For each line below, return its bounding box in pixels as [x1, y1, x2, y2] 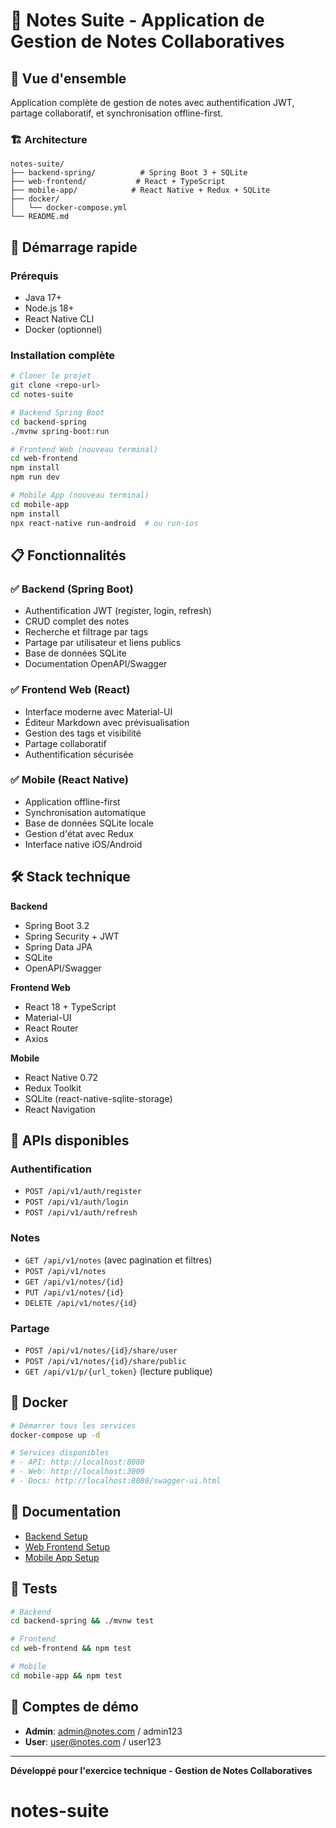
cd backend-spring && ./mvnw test [10, 1616, 155, 1626]
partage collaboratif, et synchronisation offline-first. [10, 107, 223, 119]
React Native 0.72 [24, 1071, 99, 1083]
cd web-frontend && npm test [10, 1644, 132, 1654]
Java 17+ [24, 291, 62, 303]
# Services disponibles [10, 1448, 110, 1458]
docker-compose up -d [10, 1430, 101, 1440]
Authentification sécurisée [24, 748, 134, 760]
